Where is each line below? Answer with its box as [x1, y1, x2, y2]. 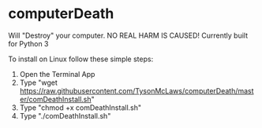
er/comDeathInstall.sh [19, 94, 92, 104]
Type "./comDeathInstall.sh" [19, 111, 111, 120]
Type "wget [19, 78, 58, 87]
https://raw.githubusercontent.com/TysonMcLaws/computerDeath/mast [19, 86, 254, 95]
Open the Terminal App [19, 69, 95, 79]
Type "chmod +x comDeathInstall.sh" [19, 103, 142, 112]
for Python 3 [8, 38, 49, 48]
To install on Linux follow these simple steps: [8, 54, 154, 64]
